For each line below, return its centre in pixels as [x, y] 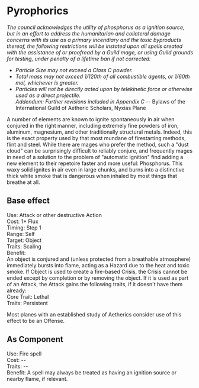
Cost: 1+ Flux [23, 221]
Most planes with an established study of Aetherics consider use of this [94, 314]
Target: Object [24, 240]
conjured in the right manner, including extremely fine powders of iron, [93, 125]
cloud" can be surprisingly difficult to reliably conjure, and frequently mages [100, 151]
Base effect [28, 201]
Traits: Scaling [24, 246]
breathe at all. [23, 182]
